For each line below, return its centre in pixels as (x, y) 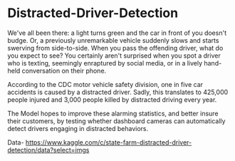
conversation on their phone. (64, 71)
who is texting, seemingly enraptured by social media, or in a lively (105, 63)
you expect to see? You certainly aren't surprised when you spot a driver (114, 56)
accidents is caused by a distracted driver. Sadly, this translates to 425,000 (118, 92)
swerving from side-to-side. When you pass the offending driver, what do (115, 48)
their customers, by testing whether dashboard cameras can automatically (116, 121)
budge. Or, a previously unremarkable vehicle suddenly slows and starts (113, 40)
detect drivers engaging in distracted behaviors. (78, 128)
